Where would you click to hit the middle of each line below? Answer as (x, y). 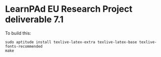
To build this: (18, 33)
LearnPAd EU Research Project (69, 9)
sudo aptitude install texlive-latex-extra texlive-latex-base (71, 42)
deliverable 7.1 (34, 19)
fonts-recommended (24, 46)
